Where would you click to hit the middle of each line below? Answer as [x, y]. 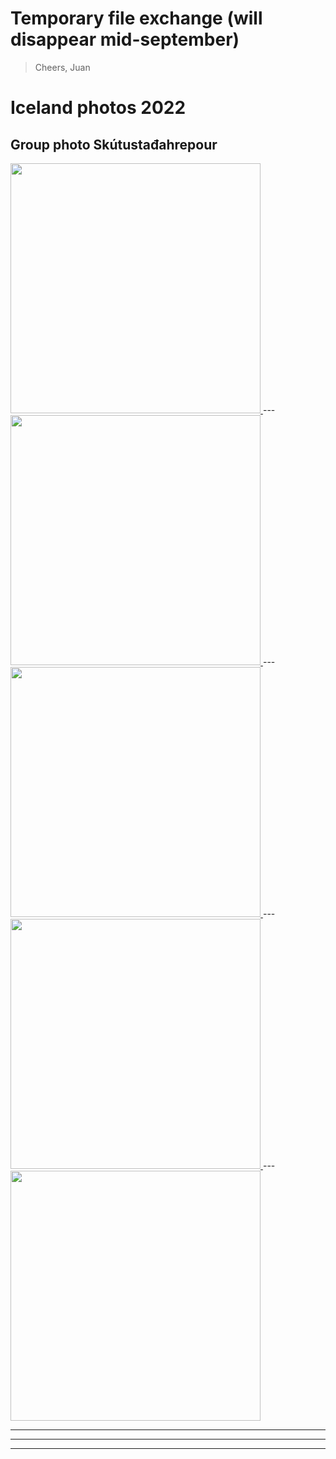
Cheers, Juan [62, 67]
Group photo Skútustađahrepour [114, 144]
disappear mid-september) [125, 39]
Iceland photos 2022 [98, 108]
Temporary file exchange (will [136, 18]
